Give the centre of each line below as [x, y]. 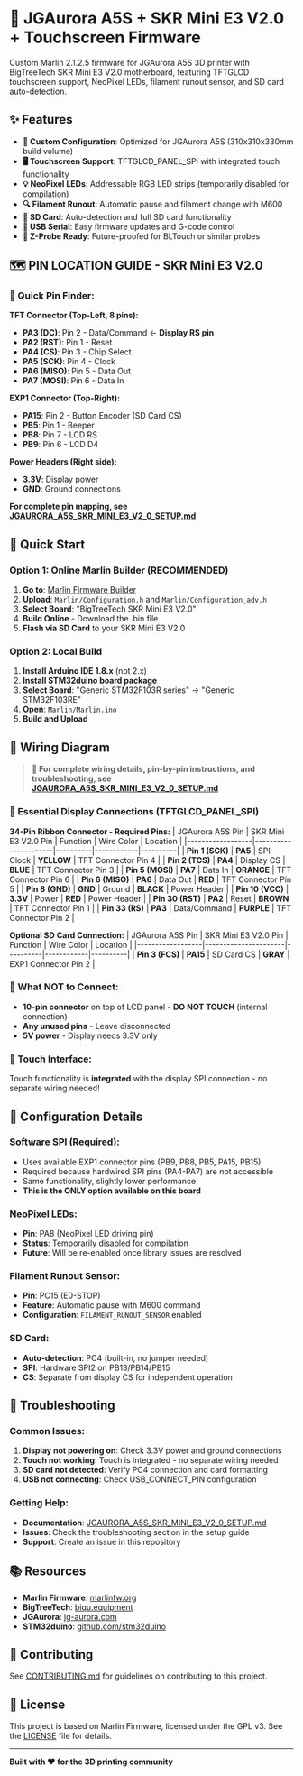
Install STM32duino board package [90, 681]
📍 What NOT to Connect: [64, 987]
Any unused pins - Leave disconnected [96, 1026]
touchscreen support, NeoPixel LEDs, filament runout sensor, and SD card [147, 81]
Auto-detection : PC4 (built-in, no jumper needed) [115, 1357]
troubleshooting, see [71, 778]
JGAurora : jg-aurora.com [69, 1616]
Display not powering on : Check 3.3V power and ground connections [152, 1450]
